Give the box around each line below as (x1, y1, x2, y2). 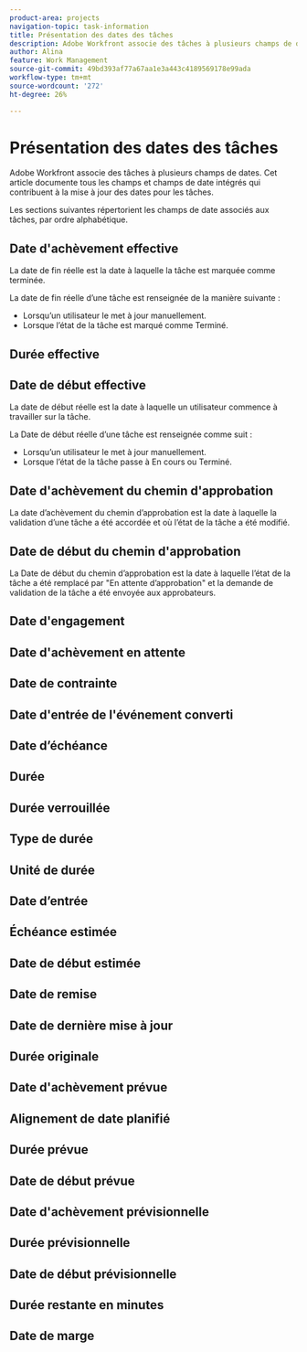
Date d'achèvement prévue (9, 1080, 168, 1095)
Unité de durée (9, 862, 96, 878)
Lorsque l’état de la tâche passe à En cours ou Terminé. (22, 456, 233, 467)
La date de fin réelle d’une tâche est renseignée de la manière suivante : (9, 293, 281, 303)
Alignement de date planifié (9, 1111, 171, 1126)
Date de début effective (9, 378, 146, 393)
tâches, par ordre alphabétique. (9, 214, 128, 225)
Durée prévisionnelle (9, 1235, 131, 1251)
